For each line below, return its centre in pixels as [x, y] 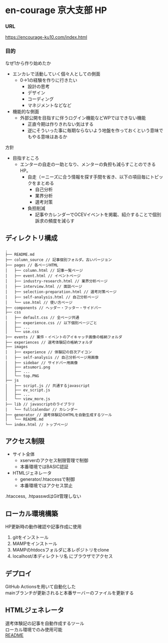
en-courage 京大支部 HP [56, 10]
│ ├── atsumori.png [28, 367]
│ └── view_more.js [28, 399]
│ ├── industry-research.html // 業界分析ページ [56, 281]
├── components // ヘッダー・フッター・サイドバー [53, 308]
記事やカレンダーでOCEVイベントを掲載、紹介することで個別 [98, 215]
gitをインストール [31, 538]
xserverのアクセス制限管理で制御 [54, 461]
